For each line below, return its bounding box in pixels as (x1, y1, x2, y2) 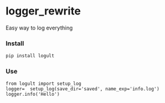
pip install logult (5, 53, 55, 59)
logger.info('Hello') (5, 92, 60, 98)
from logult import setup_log (5, 81, 82, 87)
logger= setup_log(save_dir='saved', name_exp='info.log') (5, 86, 160, 92)
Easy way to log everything (5, 24, 73, 31)
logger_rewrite (5, 4, 81, 18)
